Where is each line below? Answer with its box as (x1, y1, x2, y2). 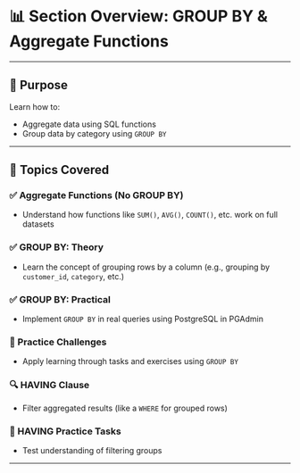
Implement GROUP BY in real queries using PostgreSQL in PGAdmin (21, 313, 263, 325)
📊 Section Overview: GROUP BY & (9, 6, 268, 27)
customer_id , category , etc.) (21, 270, 125, 281)
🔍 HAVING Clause (9, 379, 90, 392)
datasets (21, 219, 55, 229)
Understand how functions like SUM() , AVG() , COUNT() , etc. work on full (21, 210, 279, 220)
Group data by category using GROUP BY (21, 128, 167, 138)
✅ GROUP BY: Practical (9, 293, 112, 305)
